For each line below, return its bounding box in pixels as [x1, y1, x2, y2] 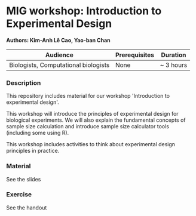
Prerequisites [115, 51, 154, 59]
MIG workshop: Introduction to [6, 4, 162, 18]
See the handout [6, 204, 47, 211]
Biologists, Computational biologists [9, 61, 110, 69]
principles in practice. [6, 147, 60, 155]
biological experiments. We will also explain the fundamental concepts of [6, 116, 186, 124]
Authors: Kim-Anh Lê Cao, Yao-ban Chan [6, 36, 111, 44]
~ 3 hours [160, 61, 188, 69]
